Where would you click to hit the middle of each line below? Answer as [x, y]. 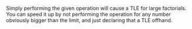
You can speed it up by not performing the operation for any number [89, 14]
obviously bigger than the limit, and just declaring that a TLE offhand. [89, 20]
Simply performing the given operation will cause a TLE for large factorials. [96, 8]
